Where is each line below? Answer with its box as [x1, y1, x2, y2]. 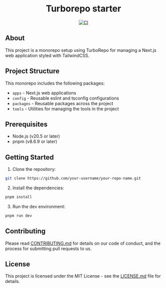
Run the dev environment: [12, 203, 66, 209]
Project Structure [5, 67, 60, 75]
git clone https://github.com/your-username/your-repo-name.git [5, 176, 141, 181]
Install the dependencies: [12, 185, 65, 191]
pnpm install [5, 195, 32, 200]
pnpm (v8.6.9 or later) [12, 139, 58, 144]
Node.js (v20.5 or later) [12, 133, 61, 140]
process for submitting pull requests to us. [5, 245, 92, 252]
